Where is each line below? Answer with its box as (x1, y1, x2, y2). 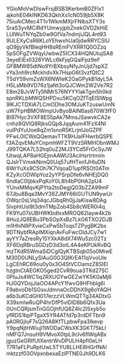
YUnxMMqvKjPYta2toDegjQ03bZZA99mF (6, 184, 109, 191)
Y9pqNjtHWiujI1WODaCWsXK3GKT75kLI (6, 325, 106, 331)
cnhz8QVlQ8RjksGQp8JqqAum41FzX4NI (6, 120, 106, 127)
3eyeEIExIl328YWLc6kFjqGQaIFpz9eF (6, 56, 100, 63)
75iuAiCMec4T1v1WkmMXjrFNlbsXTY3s (6, 18, 106, 25)
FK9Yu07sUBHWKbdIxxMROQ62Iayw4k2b (6, 210, 112, 216)
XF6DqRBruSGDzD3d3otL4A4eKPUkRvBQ (6, 242, 112, 248)
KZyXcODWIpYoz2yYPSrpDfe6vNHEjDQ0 (6, 171, 109, 178)
